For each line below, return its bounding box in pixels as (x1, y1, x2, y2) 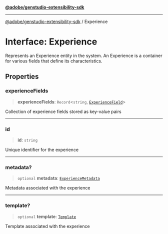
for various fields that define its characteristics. (5, 57, 102, 64)
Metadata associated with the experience (5, 185, 90, 191)
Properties (5, 72, 39, 81)
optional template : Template (17, 213, 76, 219)
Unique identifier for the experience (5, 146, 79, 152)
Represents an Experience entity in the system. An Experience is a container (5, 52, 162, 58)
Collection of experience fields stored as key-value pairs (5, 108, 121, 114)
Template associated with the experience (5, 223, 90, 229)
